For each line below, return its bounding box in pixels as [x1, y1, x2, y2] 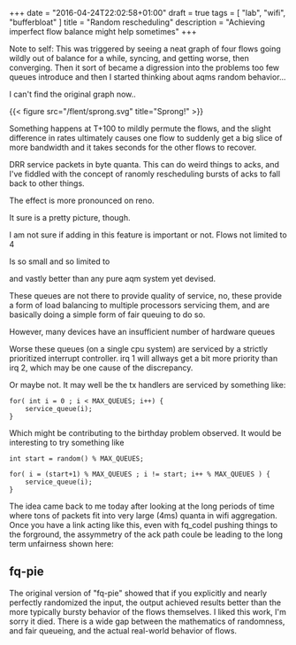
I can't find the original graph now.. [9, 89, 137, 99]
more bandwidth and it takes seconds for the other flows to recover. [9, 142, 257, 152]
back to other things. [9, 178, 86, 189]
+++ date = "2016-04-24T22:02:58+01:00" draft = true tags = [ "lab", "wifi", [9, 8, 286, 18]
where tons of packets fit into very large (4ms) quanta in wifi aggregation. [9, 510, 277, 521]
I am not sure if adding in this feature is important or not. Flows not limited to [9, 229, 287, 240]
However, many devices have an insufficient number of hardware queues [9, 327, 276, 337]
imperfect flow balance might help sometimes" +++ [9, 27, 197, 36]
